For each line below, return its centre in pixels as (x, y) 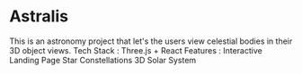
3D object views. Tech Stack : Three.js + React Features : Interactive (136, 50)
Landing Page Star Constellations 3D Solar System (103, 60)
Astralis (39, 16)
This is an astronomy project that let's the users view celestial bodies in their (151, 41)
